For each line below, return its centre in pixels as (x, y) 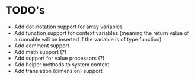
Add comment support (41, 46)
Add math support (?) (40, 52)
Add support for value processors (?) (59, 58)
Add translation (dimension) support (58, 71)
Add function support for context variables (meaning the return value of (102, 33)
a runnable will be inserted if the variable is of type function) (88, 39)
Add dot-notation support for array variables (68, 27)
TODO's (25, 10)
